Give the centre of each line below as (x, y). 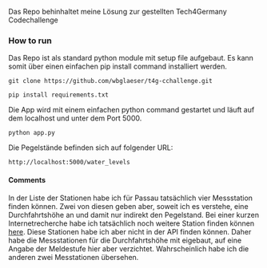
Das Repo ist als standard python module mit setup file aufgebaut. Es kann (131, 58)
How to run (30, 41)
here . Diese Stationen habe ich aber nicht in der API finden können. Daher (130, 231)
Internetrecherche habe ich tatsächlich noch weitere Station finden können (132, 223)
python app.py (32, 133)
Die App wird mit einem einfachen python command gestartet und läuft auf (132, 110)
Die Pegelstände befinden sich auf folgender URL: (91, 148)
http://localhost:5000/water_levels (69, 163)
